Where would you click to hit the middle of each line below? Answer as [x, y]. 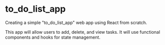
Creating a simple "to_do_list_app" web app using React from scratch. [76, 22]
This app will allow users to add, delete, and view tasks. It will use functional [83, 32]
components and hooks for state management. [53, 37]
